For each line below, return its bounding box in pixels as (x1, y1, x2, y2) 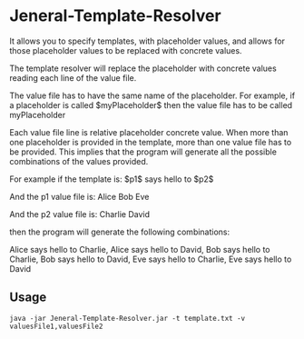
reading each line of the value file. (9, 72, 137, 83)
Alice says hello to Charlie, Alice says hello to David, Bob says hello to (9, 244, 270, 254)
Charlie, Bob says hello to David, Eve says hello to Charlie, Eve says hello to (9, 254, 292, 264)
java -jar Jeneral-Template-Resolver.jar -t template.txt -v (9, 314, 246, 323)
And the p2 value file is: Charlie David (9, 208, 151, 219)
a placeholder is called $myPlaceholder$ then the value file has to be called (9, 99, 293, 110)
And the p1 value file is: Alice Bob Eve (9, 191, 150, 202)
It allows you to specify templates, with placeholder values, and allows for (9, 35, 286, 46)
